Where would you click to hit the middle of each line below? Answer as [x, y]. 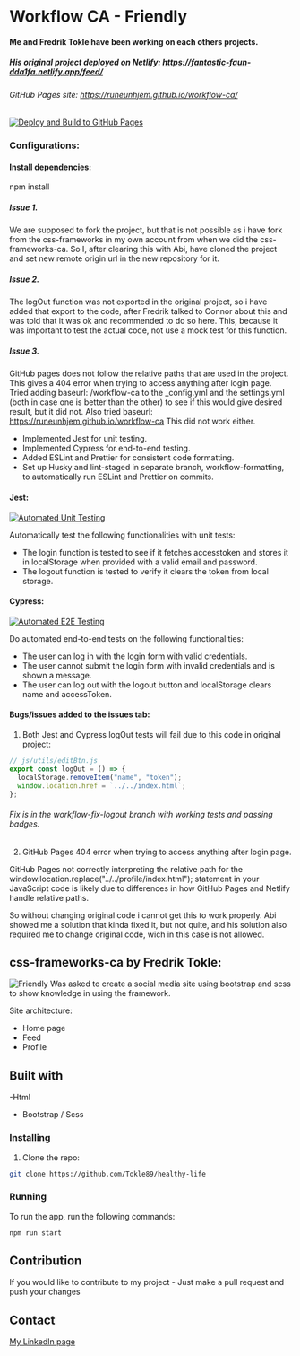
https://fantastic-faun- [207, 62]
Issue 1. [24, 207]
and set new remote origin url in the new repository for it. [114, 258]
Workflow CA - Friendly [99, 17]
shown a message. [57, 675]
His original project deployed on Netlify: [85, 62]
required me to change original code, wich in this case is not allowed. [137, 934]
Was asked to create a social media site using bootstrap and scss [170, 984]
